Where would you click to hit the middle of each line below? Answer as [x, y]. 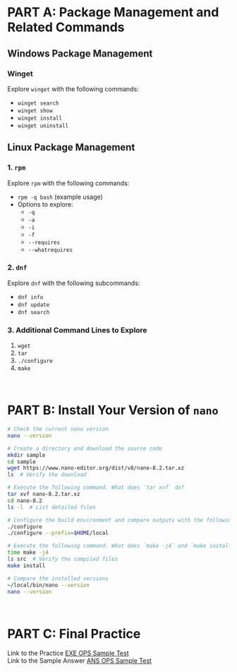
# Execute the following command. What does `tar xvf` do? [96, 488]
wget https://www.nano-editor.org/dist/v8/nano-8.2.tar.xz [96, 468]
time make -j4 [28, 552]
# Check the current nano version [58, 429]
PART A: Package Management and [113, 12]
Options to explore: [45, 204]
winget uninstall [43, 126]
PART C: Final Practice [74, 633]
